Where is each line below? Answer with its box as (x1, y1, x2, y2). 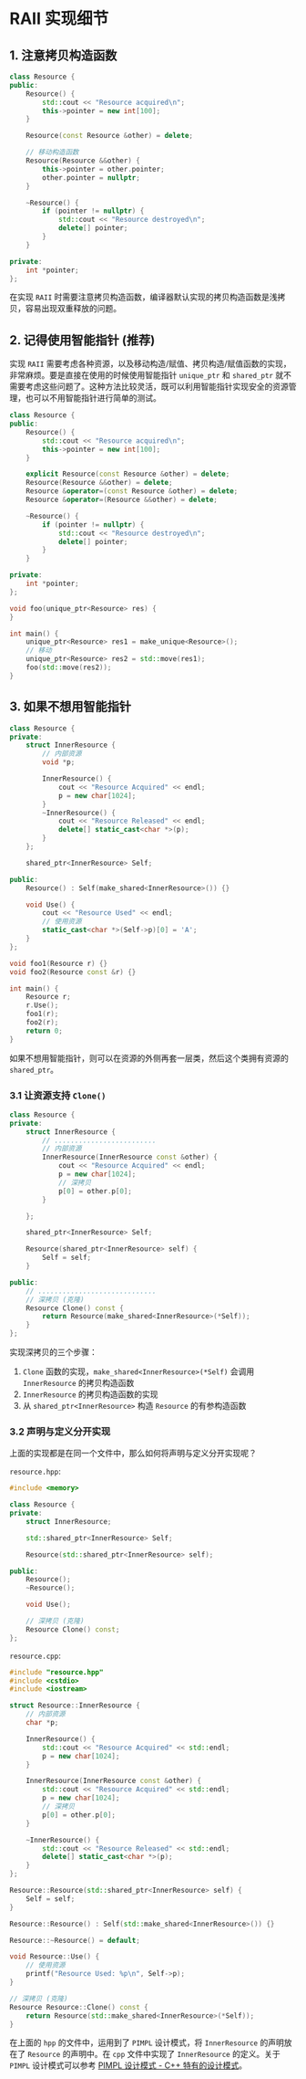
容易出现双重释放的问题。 (25, 303, 121, 314)
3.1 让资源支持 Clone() (9, 1088, 107, 1101)
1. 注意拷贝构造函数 (9, 47, 117, 63)
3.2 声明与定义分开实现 (9, 1425, 111, 1438)
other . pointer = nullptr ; (42, 173, 141, 183)
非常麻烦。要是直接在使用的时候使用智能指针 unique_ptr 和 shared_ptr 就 (9, 370, 284, 381)
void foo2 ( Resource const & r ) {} (9, 967, 137, 977)
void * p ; (42, 758, 76, 767)
